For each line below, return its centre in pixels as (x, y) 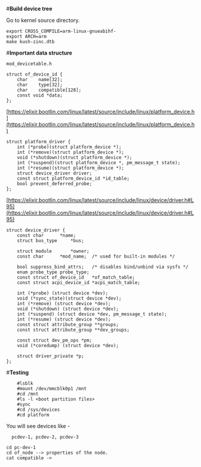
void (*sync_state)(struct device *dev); (69, 299)
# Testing (17, 372)
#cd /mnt (28, 394)
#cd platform (33, 415)
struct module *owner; (53, 251)
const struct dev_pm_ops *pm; (55, 341)
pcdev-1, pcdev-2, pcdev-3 (45, 437)
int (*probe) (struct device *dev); (63, 293)
